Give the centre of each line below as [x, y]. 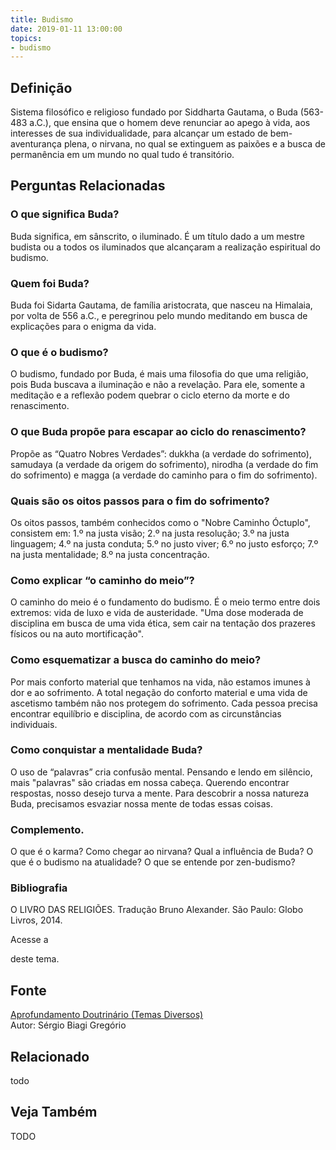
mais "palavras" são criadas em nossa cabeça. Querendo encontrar [150, 782]
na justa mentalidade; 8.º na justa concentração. [110, 554]
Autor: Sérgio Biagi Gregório [68, 1025]
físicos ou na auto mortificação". [77, 634]
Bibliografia [39, 888]
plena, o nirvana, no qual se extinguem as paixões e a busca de [194, 144]
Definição [41, 87]
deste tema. [35, 959]
